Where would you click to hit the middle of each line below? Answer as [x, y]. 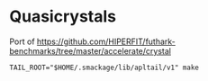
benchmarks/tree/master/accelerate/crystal [90, 50]
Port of [22, 41]
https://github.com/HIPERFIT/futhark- [106, 41]
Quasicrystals [63, 17]
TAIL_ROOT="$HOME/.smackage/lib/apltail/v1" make [104, 67]
